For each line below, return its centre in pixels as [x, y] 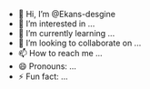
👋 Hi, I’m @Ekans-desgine [67, 14]
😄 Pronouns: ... [47, 66]
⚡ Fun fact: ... [43, 76]
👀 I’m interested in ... [56, 24]
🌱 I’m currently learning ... [66, 33]
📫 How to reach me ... [60, 53]
